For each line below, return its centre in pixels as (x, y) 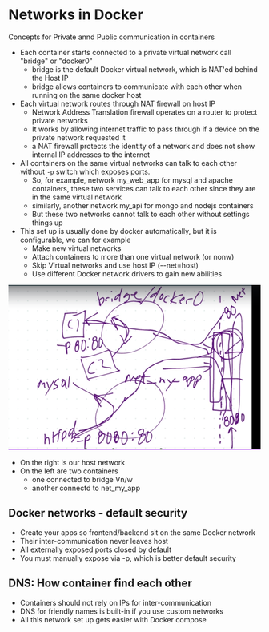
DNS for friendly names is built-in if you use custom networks (122, 611)
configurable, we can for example (75, 240)
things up (47, 223)
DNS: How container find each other (100, 584)
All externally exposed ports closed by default (96, 549)
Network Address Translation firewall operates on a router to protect (145, 112)
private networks (60, 120)
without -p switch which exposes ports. (85, 171)
